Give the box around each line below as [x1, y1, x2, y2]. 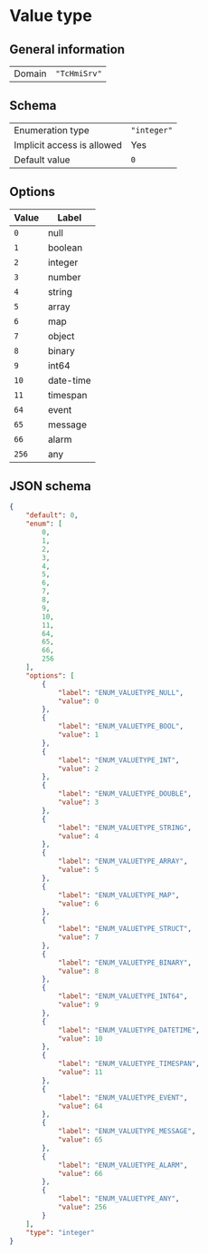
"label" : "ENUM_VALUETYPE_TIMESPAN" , [57, 1059, 201, 1069]
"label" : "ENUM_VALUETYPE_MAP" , [57, 890, 180, 899]
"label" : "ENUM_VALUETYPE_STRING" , [57, 823, 193, 832]
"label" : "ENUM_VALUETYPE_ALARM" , [57, 1161, 188, 1170]
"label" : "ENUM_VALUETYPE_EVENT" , [57, 1092, 188, 1102]
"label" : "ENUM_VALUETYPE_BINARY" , [57, 958, 193, 967]
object [48, 329, 75, 342]
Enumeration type [14, 123, 90, 136]
